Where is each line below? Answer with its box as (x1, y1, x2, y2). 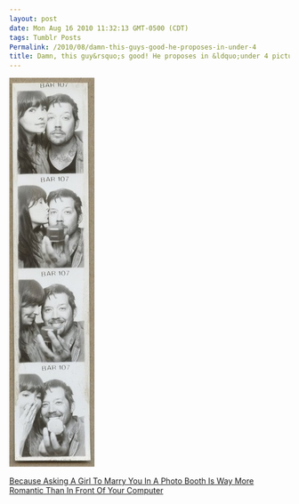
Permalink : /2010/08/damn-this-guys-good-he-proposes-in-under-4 (9, 43, 256, 52)
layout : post (9, 14, 58, 23)
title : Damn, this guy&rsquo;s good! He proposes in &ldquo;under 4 (9, 52, 269, 61)
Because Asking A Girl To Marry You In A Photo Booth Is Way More (9, 476, 255, 486)
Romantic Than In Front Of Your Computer (9, 485, 164, 496)
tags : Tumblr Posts (9, 33, 82, 42)
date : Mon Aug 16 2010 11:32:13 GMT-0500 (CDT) (9, 23, 190, 33)
